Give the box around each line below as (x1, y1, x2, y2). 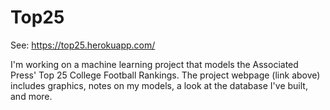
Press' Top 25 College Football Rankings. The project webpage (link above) (10, 69, 321, 81)
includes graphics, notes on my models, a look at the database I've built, (10, 79, 308, 91)
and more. (10, 90, 53, 102)
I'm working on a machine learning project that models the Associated (10, 58, 299, 70)
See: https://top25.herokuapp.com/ (10, 39, 156, 51)
